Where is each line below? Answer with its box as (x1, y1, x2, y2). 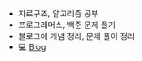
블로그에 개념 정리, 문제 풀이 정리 (17, 31, 135, 41)
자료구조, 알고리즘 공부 (17, 8, 99, 18)
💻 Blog (17, 42, 46, 52)
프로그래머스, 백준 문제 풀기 (17, 19, 117, 30)
